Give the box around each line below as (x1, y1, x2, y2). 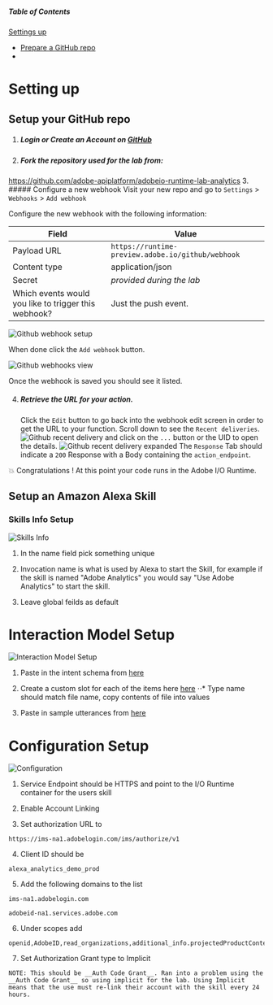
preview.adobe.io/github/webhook (110, 250, 240, 259)
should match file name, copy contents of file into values (19, 692, 210, 703)
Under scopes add (19, 924, 83, 933)
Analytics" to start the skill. (19, 581, 110, 591)
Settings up (8, 27, 47, 37)
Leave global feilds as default (19, 597, 119, 607)
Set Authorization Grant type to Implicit (19, 954, 151, 964)
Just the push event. (110, 298, 189, 309)
